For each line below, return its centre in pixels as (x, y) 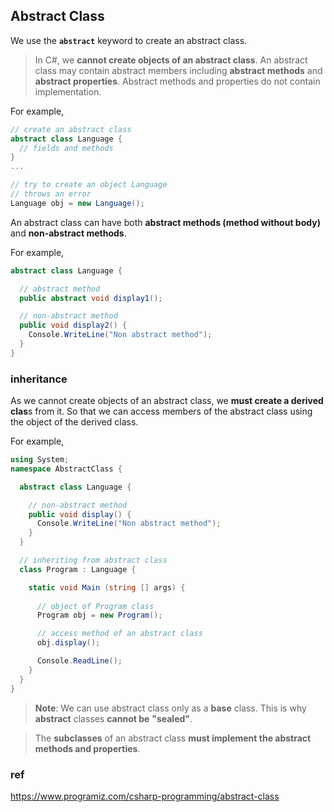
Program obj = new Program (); (99, 615)
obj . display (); (68, 643)
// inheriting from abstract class (93, 560)
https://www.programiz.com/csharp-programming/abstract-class (145, 796)
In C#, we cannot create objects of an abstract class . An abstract (171, 60)
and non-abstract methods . (68, 233)
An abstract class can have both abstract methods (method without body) (165, 222)
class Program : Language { (78, 569)
